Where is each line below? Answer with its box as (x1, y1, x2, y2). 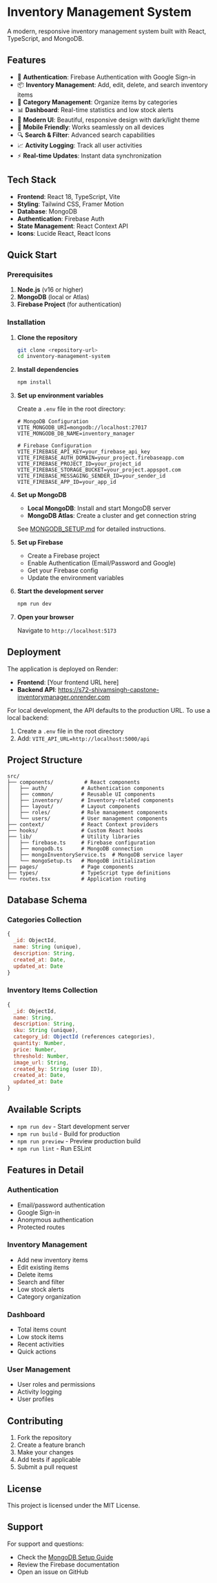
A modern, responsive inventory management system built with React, (7, 27, 207, 35)
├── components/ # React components (7, 778, 140, 785)
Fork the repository (17, 1434, 72, 1442)
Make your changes (17, 1448, 74, 1456)
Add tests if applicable (17, 1456, 81, 1464)
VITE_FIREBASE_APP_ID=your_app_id (17, 478, 116, 486)
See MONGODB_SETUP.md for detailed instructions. (17, 525, 167, 533)
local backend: (7, 713, 50, 722)
